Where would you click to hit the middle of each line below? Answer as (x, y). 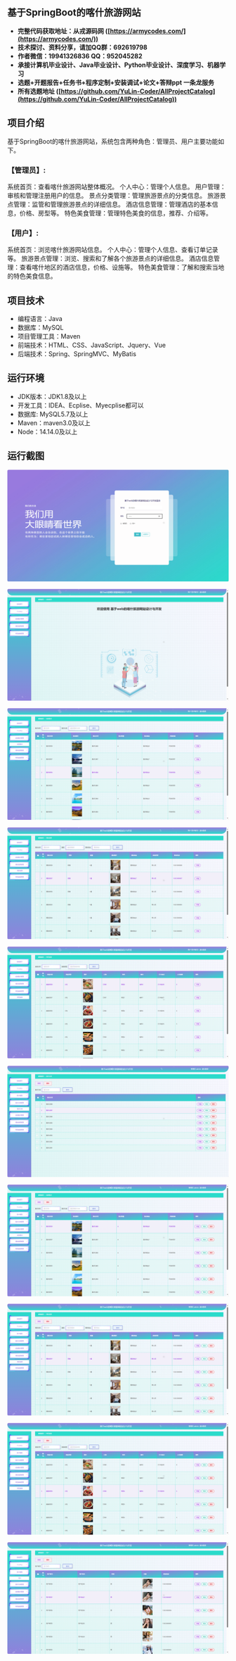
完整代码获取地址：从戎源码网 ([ (64, 31)
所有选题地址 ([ (39, 91)
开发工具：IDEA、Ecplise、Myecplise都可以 (80, 405)
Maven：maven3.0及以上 (54, 423)
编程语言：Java (40, 319)
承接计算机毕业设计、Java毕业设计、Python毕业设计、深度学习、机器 (118, 65)
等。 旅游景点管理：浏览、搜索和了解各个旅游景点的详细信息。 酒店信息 (111, 258)
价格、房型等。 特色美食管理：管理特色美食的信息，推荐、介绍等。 (116, 213)
